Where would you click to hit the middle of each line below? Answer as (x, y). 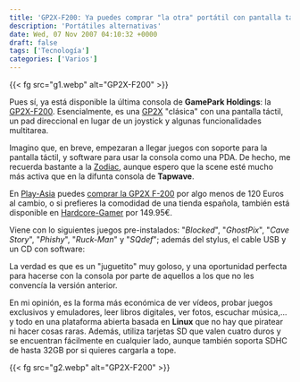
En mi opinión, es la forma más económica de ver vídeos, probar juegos (141, 302)
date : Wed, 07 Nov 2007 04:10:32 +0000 (83, 34)
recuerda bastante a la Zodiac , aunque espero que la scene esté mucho (142, 167)
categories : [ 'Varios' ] (54, 59)
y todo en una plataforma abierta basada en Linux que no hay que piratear (146, 322)
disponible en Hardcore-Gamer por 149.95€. (91, 212)
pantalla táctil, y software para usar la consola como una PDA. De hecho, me (150, 157)
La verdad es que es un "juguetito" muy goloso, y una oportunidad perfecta (148, 266)
